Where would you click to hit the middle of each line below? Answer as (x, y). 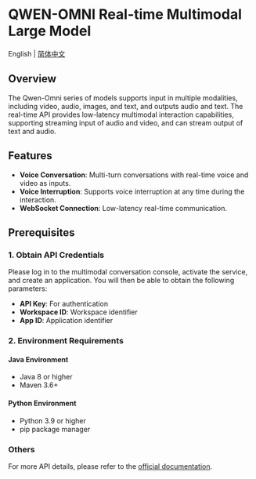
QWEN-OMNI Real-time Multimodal (125, 15)
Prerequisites (41, 232)
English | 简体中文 (37, 53)
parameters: (28, 288)
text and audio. (32, 131)
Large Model (50, 31)
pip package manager (55, 429)
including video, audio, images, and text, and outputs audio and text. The (126, 106)
